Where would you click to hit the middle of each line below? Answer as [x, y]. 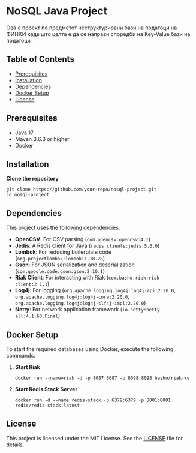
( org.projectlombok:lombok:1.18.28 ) [60, 259]
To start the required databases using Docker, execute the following [90, 349]
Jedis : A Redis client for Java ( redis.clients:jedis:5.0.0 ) [87, 246]
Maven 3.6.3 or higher [42, 139]
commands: [21, 355]
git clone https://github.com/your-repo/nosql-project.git [82, 190]
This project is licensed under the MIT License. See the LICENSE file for [95, 438]
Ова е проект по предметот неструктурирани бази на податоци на [92, 28]
